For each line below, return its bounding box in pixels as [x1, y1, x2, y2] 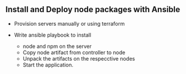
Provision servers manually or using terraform [13, 20, 125, 27]
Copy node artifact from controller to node [22, 49, 126, 56]
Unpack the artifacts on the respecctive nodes [22, 55, 136, 62]
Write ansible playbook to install [13, 31, 92, 38]
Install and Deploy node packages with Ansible [5, 5, 180, 15]
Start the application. [22, 61, 74, 68]
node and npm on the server [22, 43, 92, 50]
